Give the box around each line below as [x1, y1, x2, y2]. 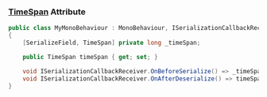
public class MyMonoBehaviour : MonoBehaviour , [8, 24, 169, 32]
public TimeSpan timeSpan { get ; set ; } [22, 53, 158, 61]
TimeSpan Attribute [8, 6, 86, 17]
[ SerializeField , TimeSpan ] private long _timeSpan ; [22, 39, 201, 47]
